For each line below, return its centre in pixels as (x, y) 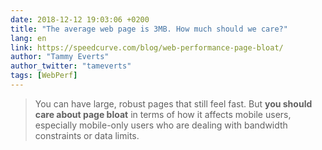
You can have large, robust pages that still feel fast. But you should (173, 103)
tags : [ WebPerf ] (44, 76)
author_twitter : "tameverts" (71, 66)
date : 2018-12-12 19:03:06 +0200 (80, 19)
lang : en (28, 38)
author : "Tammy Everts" (60, 57)
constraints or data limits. (87, 135)
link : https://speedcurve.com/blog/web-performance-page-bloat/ (147, 47)
